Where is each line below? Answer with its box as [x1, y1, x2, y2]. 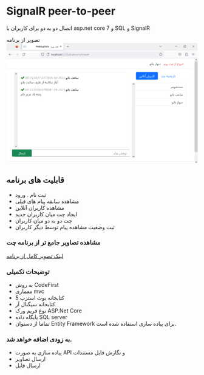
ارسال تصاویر [15, 356, 46, 363]
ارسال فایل [15, 362, 41, 369]
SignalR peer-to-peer [6, 4, 116, 18]
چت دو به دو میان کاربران [15, 217, 73, 224]
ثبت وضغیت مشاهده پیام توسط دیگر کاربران [15, 223, 115, 230]
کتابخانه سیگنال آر [15, 301, 56, 308]
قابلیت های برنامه [6, 175, 65, 185]
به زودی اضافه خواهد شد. [6, 335, 72, 344]
